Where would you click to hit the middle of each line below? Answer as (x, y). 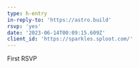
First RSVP (22, 58)
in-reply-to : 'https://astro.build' (59, 20)
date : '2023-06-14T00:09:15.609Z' (56, 33)
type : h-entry (27, 13)
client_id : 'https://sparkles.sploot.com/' (70, 39)
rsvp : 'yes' (24, 26)
